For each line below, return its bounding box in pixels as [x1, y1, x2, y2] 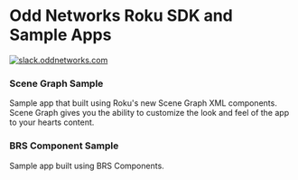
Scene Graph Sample [9, 77, 104, 90]
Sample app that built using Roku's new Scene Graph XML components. [9, 98, 277, 109]
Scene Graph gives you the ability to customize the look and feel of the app [9, 108, 290, 118]
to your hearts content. [9, 117, 95, 128]
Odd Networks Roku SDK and [9, 5, 233, 26]
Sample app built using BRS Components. [9, 160, 164, 171]
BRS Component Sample [9, 139, 119, 152]
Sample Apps [9, 24, 112, 45]
